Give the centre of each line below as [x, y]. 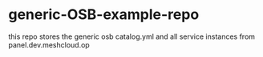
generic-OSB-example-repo [104, 15]
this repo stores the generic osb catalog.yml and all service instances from [131, 36]
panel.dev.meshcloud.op [49, 44]
